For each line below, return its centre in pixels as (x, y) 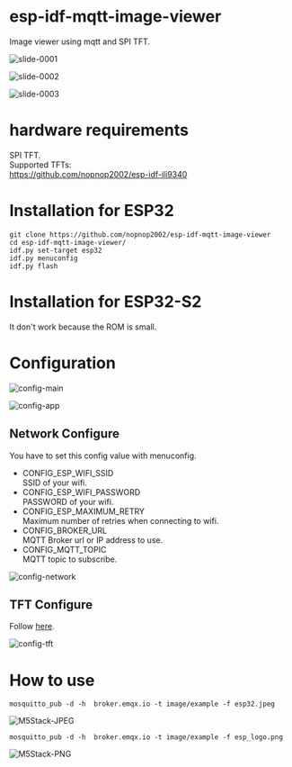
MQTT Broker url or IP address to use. (93, 540)
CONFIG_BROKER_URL (65, 530)
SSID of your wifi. (55, 483)
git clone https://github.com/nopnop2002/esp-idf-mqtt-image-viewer (140, 235)
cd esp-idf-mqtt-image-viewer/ (68, 242)
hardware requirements (99, 130)
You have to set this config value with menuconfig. (103, 456)
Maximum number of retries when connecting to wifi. (120, 520)
